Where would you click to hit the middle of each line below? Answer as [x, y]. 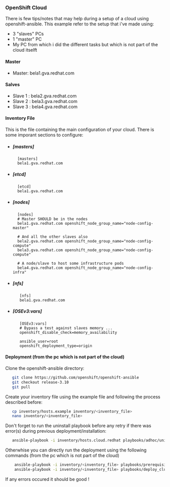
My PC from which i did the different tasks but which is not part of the [85, 45]
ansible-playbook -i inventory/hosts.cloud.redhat [67, 440]
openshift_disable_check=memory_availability [68, 332]
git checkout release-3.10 [40, 382]
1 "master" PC [27, 39]
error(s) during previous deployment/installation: [56, 431]
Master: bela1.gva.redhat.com [44, 73]
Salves [13, 85]
